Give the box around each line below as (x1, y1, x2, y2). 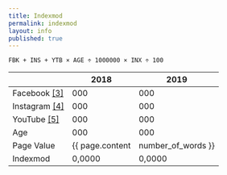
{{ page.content (72, 140, 131, 152)
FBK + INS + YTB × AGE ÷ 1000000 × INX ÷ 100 (8, 56, 163, 65)
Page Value (12, 140, 56, 152)
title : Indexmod (8, 11, 63, 20)
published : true (8, 34, 63, 43)
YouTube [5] (12, 114, 60, 125)
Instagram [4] (12, 101, 64, 112)
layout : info (8, 27, 52, 35)
